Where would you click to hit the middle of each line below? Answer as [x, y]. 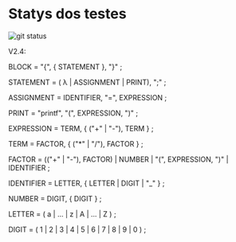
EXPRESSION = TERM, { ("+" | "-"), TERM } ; [81, 128]
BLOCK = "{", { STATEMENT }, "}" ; [65, 66]
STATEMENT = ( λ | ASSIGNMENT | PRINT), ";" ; [87, 82]
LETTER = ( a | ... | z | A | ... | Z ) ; [63, 214]
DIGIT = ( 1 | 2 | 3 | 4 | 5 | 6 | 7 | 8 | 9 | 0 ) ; [77, 229]
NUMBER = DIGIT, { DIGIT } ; [55, 198]
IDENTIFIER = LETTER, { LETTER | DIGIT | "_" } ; [87, 183]
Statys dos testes [67, 14]
